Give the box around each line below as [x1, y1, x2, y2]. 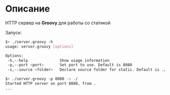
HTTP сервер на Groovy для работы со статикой [5, 20, 111, 26]
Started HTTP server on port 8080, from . [5, 81, 96, 86]
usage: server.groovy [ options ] [5, 44, 73, 49]
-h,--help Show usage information [7, 58, 110, 63]
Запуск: [5, 29, 22, 35]
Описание [5, 3, 50, 15]
